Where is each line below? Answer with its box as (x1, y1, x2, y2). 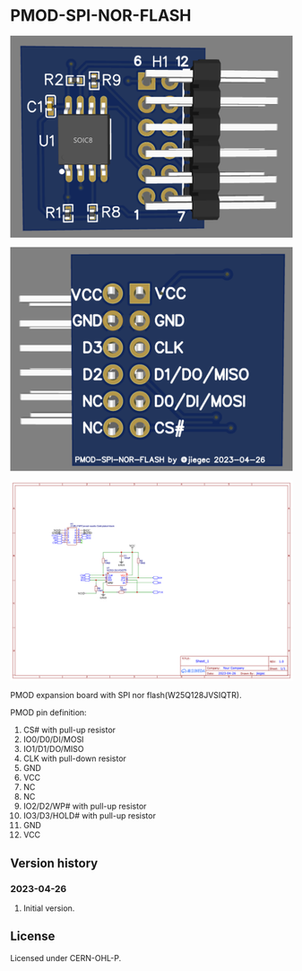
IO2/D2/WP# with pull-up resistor (22, 800, 147, 812)
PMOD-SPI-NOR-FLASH (10, 5, 192, 26)
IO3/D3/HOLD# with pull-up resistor (22, 810, 156, 821)
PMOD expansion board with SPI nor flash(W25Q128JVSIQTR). (10, 690, 243, 701)
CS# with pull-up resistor (22, 724, 116, 736)
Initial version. (22, 903, 75, 914)
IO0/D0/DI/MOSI (22, 734, 84, 745)
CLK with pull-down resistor (22, 753, 126, 764)
